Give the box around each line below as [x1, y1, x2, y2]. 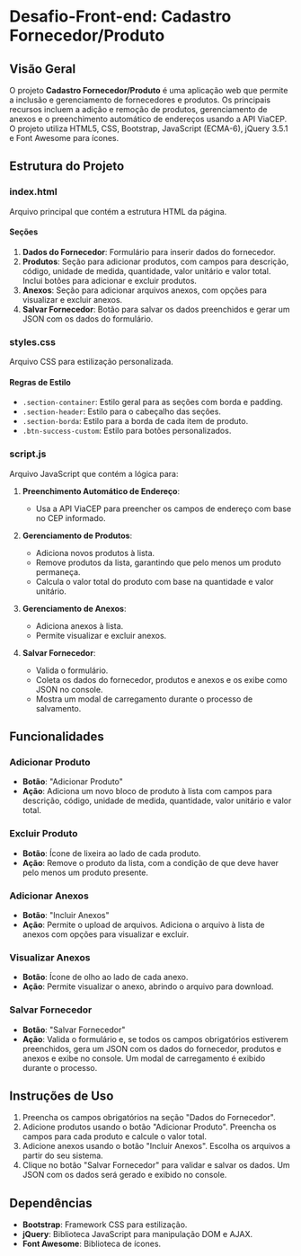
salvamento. [35, 703, 82, 713]
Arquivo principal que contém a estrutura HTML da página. [9, 206, 227, 217]
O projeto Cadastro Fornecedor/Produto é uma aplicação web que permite [9, 85, 288, 95]
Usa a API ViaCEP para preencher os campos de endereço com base [35, 503, 292, 514]
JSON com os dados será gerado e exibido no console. [22, 1170, 227, 1181]
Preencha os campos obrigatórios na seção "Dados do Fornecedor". [22, 1112, 276, 1123]
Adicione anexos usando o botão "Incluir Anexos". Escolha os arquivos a [22, 1141, 291, 1152]
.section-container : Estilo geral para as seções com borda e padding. [22, 397, 283, 408]
